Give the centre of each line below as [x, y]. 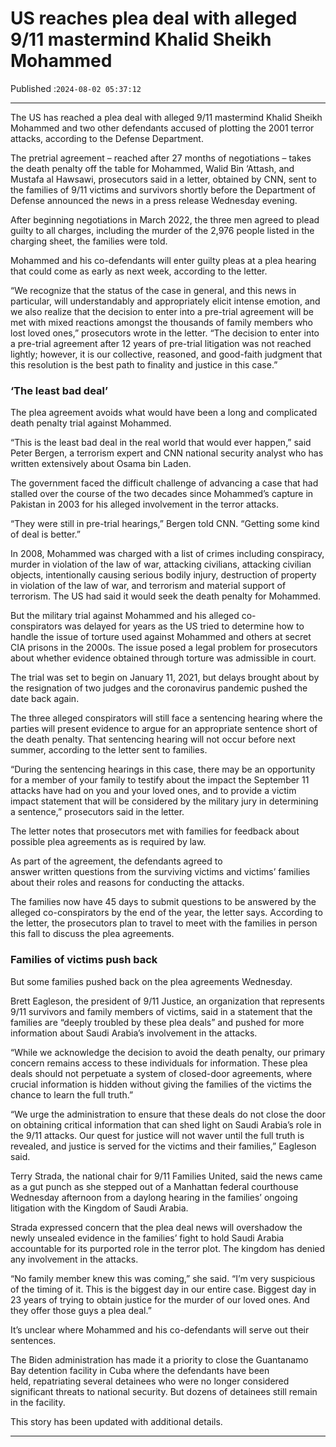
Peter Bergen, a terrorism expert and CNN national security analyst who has [167, 453]
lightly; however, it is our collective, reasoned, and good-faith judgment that [166, 354]
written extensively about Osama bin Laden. [101, 464]
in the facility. [38, 1402]
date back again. [45, 699]
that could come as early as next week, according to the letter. [139, 271]
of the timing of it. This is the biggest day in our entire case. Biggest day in [163, 1289]
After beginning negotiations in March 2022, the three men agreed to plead [165, 219]
